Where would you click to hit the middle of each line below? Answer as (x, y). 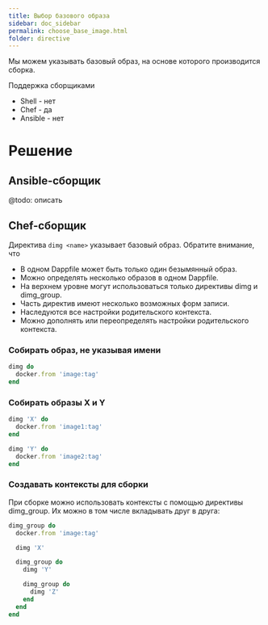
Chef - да (36, 110)
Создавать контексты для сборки (78, 484)
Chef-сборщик (48, 226)
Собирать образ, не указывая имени (85, 350)
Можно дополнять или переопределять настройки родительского (134, 321)
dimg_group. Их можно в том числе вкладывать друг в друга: (114, 510)
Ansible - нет (42, 119)
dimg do (21, 367)
